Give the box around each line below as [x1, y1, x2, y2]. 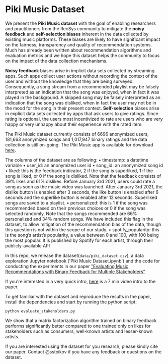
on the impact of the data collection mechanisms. [5, 58, 108, 64]
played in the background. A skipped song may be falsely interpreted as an [5, 94, 161, 100]
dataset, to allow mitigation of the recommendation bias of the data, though [5, 221, 161, 227]
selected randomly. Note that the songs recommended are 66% [5, 211, 137, 217]
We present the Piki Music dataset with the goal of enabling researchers [5, 20, 156, 26]
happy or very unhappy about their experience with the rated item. [5, 121, 143, 127]
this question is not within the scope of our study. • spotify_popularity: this [5, 226, 159, 233]
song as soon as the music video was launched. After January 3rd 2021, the [5, 183, 162, 190]
